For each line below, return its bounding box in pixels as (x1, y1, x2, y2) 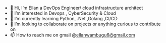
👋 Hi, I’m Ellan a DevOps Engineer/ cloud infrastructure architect (10, 5, 143, 11)
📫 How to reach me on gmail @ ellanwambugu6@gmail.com (10, 32, 135, 38)
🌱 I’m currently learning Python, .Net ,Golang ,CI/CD (10, 16, 118, 21)
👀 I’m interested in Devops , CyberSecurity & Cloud (10, 10, 116, 16)
